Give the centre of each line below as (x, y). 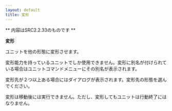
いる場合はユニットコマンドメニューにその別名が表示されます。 (73, 69)
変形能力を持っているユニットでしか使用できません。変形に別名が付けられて (86, 62)
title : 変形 (17, 15)
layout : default (23, 10)
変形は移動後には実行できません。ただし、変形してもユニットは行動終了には (86, 97)
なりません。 (19, 103)
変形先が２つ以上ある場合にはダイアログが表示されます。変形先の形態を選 (84, 79)
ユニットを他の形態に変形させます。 (43, 51)
